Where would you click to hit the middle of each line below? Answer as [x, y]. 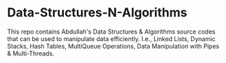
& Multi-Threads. [31, 53]
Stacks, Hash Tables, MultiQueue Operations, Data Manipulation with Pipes [113, 46]
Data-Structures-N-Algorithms [97, 13]
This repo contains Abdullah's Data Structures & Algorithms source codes [111, 32]
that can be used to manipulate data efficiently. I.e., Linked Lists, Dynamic [111, 38]
